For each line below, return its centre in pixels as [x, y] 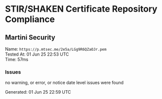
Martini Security [30, 37]
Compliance [30, 19]
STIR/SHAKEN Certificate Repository [81, 9]
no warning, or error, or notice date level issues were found [64, 83]
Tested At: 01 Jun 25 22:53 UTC [37, 54]
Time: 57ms [17, 59]
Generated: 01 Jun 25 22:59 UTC [38, 92]
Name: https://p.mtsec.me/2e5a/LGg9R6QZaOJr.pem [56, 49]
